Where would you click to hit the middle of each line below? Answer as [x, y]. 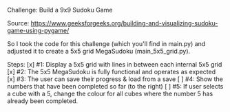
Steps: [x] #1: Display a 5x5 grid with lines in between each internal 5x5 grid [115, 64]
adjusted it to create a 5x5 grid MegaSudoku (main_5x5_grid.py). [99, 51]
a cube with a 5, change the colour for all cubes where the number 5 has [110, 93]
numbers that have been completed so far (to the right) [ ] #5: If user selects [115, 86]
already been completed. [42, 101]
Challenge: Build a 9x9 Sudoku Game [60, 10]
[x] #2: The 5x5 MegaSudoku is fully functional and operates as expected [111, 72]
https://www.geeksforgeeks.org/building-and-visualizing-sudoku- [124, 23]
